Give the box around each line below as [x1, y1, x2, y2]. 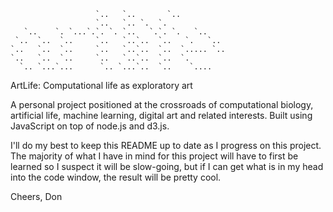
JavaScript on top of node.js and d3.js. [10, 120, 170, 132]
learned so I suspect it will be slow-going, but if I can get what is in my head [10, 161, 324, 172]
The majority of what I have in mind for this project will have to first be [10, 150, 299, 162]
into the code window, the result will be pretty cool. [10, 171, 222, 183]
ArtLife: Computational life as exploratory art [10, 80, 193, 91]
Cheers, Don [10, 191, 63, 202]
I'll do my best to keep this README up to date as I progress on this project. [10, 140, 322, 151]
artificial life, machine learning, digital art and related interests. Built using [10, 110, 313, 121]
